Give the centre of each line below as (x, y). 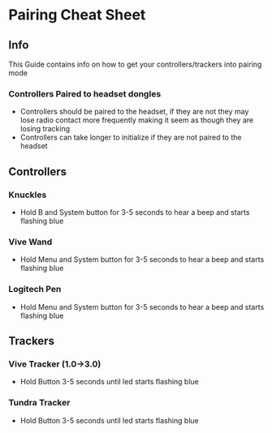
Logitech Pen (35, 289)
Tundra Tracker (39, 403)
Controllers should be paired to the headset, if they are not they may (134, 112)
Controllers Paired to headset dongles (85, 93)
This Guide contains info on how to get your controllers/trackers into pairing (135, 64)
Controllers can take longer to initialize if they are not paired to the (131, 137)
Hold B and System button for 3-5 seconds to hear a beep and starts (135, 212)
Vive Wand (30, 242)
